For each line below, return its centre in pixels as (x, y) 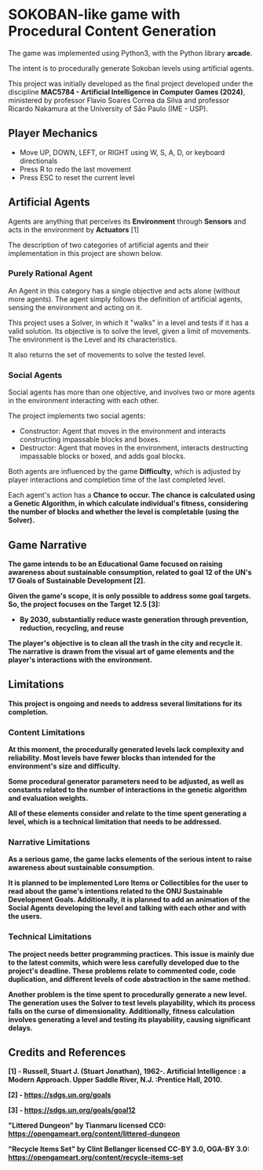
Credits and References (67, 1053)
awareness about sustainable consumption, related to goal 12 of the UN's (130, 572)
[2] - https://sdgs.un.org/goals (60, 1095)
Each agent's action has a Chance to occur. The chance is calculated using (131, 495)
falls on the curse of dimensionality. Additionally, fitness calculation (122, 1011)
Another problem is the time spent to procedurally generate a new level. (128, 994)
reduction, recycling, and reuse (71, 628)
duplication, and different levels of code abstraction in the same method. (130, 979)
